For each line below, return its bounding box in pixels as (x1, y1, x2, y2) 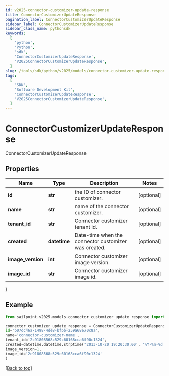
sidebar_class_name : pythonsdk (5, 26, 71, 31)
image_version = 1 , (5, 346, 42, 352)
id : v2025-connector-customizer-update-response (5, 7, 109, 13)
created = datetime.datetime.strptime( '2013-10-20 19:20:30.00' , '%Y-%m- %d (5, 342, 163, 347)
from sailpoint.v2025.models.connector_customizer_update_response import (5, 314, 165, 319)
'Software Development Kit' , (14, 87, 75, 92)
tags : (5, 73, 17, 78)
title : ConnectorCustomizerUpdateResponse (5, 12, 96, 17)
